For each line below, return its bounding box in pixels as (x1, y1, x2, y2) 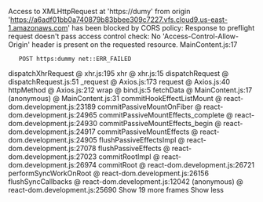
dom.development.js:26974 (8, 161, 97, 169)
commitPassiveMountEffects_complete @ (98, 110, 233, 120)
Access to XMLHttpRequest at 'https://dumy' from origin (8, 7, 191, 16)
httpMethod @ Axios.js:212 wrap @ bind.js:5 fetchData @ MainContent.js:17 (8, 85, 253, 95)
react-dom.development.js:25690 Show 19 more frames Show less (8, 186, 224, 194)
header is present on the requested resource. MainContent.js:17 (31, 40, 238, 49)
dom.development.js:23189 (8, 102, 97, 111)
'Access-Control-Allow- (162, 31, 239, 41)
